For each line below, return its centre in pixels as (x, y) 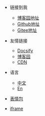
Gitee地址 (27, 30)
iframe (16, 109)
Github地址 (28, 24)
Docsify (25, 51)
